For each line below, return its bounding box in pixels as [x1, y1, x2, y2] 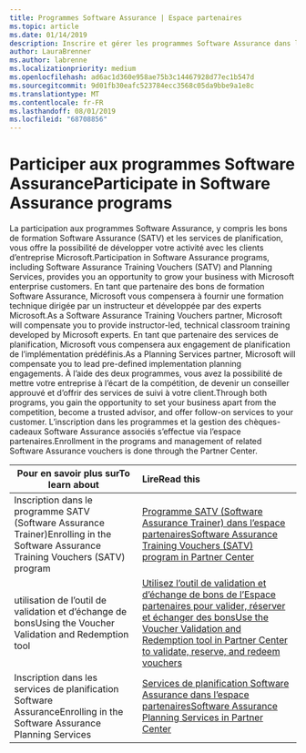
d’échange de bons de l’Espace [141, 588, 276, 601]
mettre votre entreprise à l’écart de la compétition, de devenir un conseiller [9, 378, 290, 389]
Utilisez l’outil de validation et [141, 577, 267, 590]
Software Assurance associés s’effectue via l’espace [44, 426, 241, 437]
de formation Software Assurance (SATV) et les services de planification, [9, 233, 284, 244]
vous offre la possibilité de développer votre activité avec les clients [9, 242, 264, 253]
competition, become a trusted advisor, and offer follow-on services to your [9, 407, 294, 418]
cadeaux [9, 426, 43, 437]
